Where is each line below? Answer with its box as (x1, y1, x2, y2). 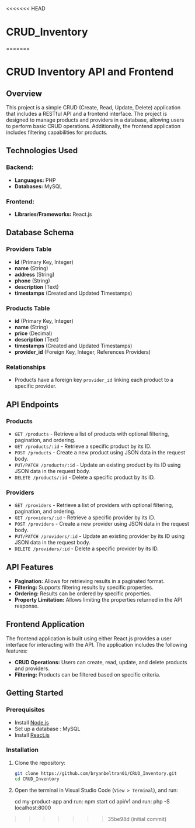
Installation (6, 746, 39, 754)
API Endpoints (6, 399, 59, 409)
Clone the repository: (14, 759, 66, 766)
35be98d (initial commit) (107, 815, 167, 822)
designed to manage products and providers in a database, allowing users (6, 116, 184, 123)
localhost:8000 (14, 804, 51, 811)
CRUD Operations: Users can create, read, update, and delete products (14, 658, 187, 665)
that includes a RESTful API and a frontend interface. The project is (6, 110, 168, 117)
